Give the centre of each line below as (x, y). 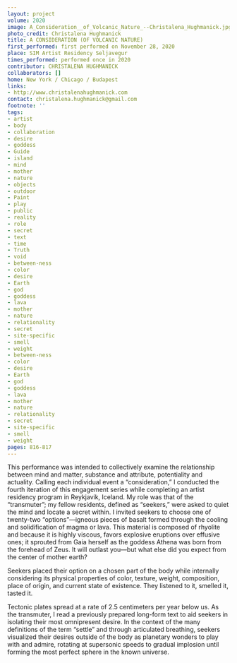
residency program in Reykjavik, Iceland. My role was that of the (101, 497)
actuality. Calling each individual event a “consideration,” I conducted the (114, 482)
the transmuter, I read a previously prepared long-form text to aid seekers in (117, 614)
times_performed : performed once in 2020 (69, 60)
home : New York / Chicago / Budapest (63, 79)
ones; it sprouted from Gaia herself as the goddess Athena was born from (114, 542)
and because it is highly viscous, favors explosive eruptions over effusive (114, 534)
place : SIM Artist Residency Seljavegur (68, 54)
